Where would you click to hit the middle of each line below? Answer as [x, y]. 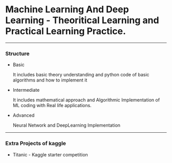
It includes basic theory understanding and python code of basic [81, 75]
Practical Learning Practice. [66, 31]
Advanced [24, 115]
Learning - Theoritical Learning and [82, 20]
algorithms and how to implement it [50, 80]
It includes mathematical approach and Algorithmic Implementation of [86, 100]
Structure [17, 53]
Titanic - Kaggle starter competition [50, 154]
